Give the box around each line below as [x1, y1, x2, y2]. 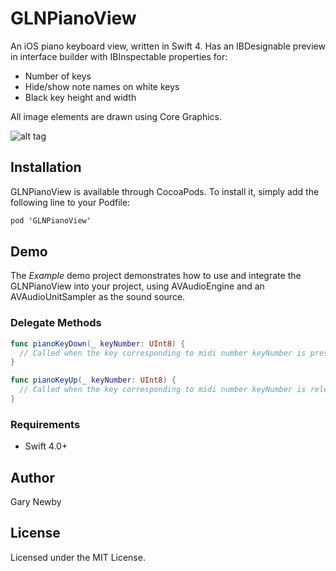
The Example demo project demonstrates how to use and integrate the [10, 270, 302, 282]
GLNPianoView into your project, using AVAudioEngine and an [10, 280, 265, 292]
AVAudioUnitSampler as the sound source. [10, 291, 186, 303]
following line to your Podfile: [10, 196, 131, 208]
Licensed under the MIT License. [10, 551, 146, 563]
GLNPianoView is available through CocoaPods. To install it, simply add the [10, 185, 320, 197]
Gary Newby [10, 496, 62, 508]
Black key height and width [24, 91, 137, 103]
